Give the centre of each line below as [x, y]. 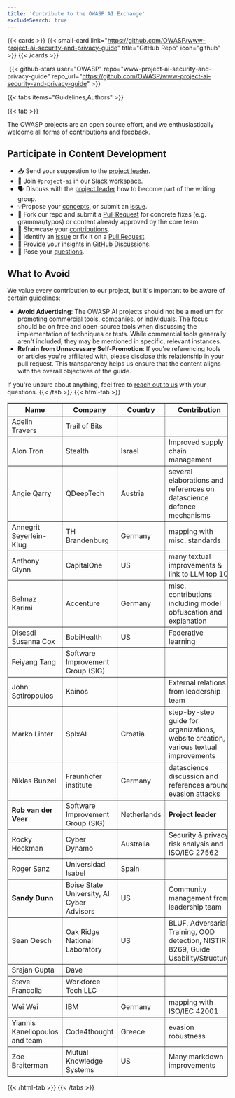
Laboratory [84, 949]
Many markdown [196, 1057]
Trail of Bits [84, 426]
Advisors [80, 912]
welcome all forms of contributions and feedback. [79, 132]
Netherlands [141, 815]
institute [79, 785]
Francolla [27, 991]
